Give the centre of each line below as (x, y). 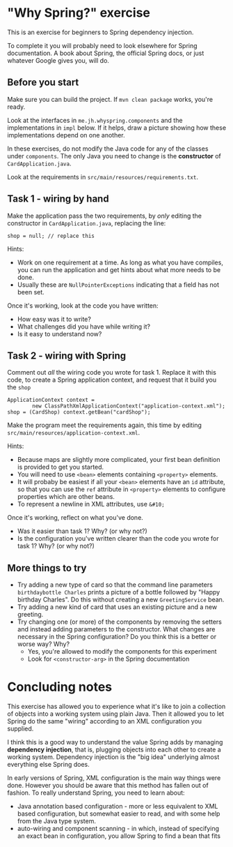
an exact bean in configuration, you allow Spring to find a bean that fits (119, 836)
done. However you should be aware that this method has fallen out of (108, 786)
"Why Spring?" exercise (79, 13)
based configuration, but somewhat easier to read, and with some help (119, 814)
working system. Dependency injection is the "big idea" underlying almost (113, 757)
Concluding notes (60, 687)
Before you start (43, 83)
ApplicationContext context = (51, 400)
